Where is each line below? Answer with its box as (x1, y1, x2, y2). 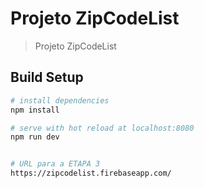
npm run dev (10, 132, 60, 142)
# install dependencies (10, 95, 110, 106)
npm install (10, 105, 60, 115)
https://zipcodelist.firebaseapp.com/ (10, 168, 172, 179)
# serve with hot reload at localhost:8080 (10, 123, 195, 133)
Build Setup (10, 69, 84, 86)
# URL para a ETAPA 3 (10, 159, 101, 169)
